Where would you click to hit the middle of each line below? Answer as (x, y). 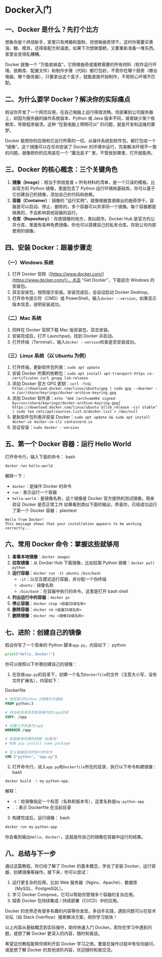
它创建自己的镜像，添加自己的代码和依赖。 (54, 194)
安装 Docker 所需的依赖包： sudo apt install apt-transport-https (78, 373)
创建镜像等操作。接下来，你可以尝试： (52, 872)
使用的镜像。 (25, 231)
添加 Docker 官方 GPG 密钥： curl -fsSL (52, 383)
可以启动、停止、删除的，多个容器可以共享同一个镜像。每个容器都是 (88, 206)
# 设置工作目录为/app (24, 726)
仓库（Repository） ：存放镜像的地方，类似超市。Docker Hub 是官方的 (81, 219)
